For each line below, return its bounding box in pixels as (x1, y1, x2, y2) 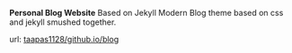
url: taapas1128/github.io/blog (9, 34, 119, 44)
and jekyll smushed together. (9, 17, 117, 27)
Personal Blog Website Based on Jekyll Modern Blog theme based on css (9, 8, 284, 18)
